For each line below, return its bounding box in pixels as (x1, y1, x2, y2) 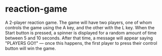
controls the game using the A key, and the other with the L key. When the (5, 24, 155, 30)
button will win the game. (5, 45, 56, 51)
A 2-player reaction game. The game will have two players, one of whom (5, 19, 152, 25)
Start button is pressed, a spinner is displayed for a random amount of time (5, 30, 157, 36)
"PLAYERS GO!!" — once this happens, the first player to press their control (5, 40, 158, 46)
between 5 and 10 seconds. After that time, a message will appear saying (5, 35, 153, 41)
